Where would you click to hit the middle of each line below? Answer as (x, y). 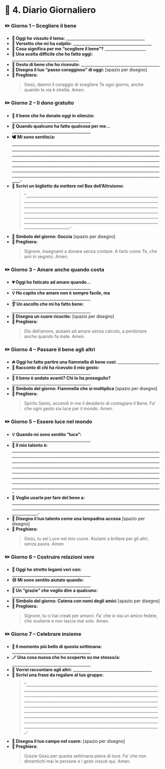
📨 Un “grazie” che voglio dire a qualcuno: (55, 590)
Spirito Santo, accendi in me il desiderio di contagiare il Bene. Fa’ (90, 403)
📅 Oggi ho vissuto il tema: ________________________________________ (78, 38)
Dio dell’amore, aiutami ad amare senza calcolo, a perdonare (85, 331)
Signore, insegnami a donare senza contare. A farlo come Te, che (90, 251)
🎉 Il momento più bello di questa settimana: (57, 647)
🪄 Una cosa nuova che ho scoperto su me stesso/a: (66, 658)
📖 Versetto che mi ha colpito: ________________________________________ (82, 43)
